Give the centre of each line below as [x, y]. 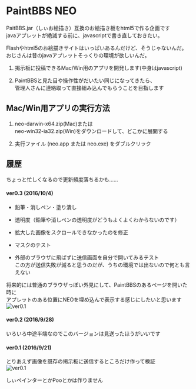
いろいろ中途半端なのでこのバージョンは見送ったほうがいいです [83, 333]
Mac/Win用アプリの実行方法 [58, 108]
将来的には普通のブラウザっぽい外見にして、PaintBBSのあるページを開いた [97, 284]
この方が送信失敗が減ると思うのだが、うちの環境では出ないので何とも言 [102, 265]
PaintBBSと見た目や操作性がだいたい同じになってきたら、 [85, 80]
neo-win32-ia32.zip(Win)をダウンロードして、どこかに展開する [92, 131]
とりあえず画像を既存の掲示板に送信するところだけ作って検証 [81, 361]
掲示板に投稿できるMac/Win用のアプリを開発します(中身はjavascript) [98, 68]
